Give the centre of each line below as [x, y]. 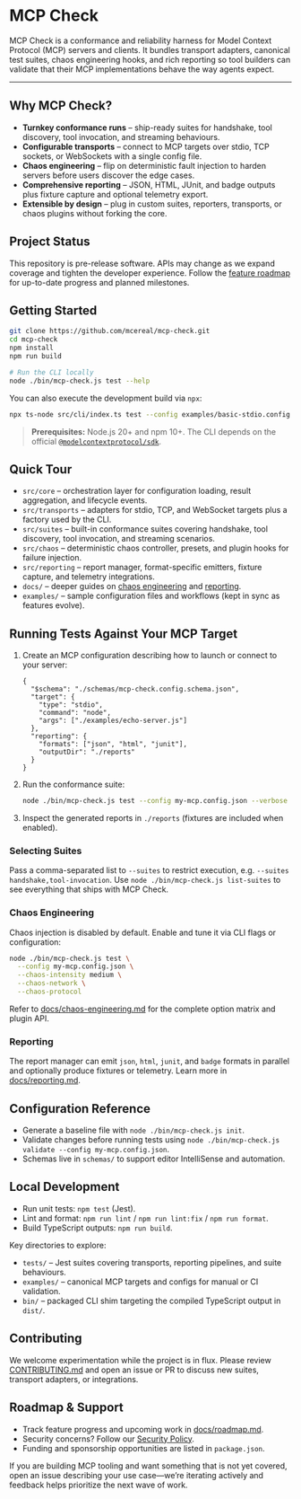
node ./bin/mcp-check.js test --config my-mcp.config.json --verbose [155, 801]
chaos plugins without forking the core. [95, 213]
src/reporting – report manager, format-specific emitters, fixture [142, 568]
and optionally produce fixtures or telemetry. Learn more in [118, 1071]
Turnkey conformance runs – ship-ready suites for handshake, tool [147, 128]
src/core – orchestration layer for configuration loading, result [137, 491]
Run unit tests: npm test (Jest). [79, 1208]
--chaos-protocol [50, 992]
